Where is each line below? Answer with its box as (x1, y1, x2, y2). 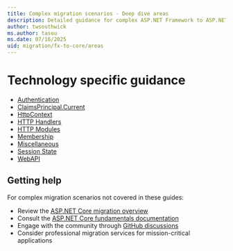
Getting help (7, 175, 62, 186)
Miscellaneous (17, 140, 59, 148)
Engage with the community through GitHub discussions (17, 221, 179, 229)
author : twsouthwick (7, 23, 67, 30)
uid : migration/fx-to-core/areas (7, 42, 104, 49)
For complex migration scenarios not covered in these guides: (7, 193, 184, 202)
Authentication (17, 95, 60, 104)
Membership (17, 132, 54, 140)
